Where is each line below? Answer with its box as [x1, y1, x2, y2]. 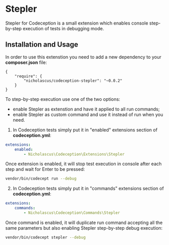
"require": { [14, 74, 43, 79]
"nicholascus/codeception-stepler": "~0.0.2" [24, 78, 123, 83]
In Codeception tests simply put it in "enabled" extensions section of [12, 126, 158, 133]
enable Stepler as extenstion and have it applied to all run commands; [12, 106, 160, 112]
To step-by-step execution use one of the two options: [5, 96, 120, 102]
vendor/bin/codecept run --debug [5, 176, 77, 182]
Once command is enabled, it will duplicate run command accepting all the [5, 219, 163, 226]
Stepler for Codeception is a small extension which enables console [5, 20, 149, 26]
